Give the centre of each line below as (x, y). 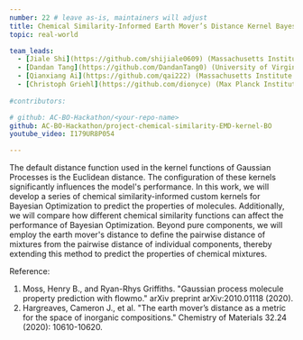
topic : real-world (44, 34)
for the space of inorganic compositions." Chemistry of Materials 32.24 (154, 317)
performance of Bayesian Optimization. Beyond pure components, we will (146, 225)
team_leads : (32, 51)
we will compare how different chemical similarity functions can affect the (147, 216)
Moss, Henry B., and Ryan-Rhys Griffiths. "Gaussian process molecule (153, 289)
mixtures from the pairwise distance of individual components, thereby (141, 244)
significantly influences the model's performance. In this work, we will (139, 187)
